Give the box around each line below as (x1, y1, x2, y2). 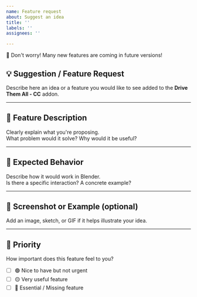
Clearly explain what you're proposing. (6, 129, 100, 136)
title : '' (6, 19, 30, 25)
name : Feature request (6, 8, 62, 15)
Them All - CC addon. (6, 90, 60, 97)
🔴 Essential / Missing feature (14, 284, 84, 291)
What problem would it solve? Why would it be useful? (6, 134, 137, 141)
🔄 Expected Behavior (6, 157, 84, 167)
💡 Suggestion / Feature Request (6, 69, 124, 79)
